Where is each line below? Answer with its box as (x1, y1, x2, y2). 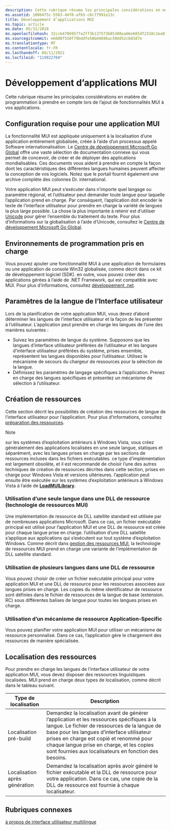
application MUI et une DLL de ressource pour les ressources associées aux (5, 581, 165, 587)
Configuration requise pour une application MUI (5, 119, 160, 128)
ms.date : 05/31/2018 (5, 27, 49, 32)
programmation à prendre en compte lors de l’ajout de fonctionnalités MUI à (5, 99, 164, 105)
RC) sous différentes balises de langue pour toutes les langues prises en (5, 597, 157, 603)
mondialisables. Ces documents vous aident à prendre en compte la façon (5, 160, 161, 166)
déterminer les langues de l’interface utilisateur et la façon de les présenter (5, 316, 163, 322)
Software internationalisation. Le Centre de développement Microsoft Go (5, 144, 158, 150)
